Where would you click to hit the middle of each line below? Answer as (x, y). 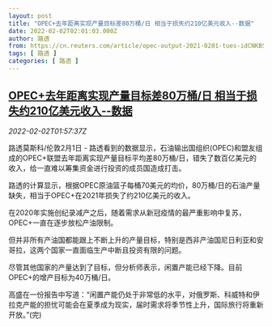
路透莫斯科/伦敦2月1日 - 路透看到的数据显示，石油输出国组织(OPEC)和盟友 (132, 147)
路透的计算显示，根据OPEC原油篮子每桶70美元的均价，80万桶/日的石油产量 (134, 185)
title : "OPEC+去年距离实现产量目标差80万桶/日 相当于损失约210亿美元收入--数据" (132, 23)
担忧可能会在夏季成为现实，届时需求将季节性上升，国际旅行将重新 (153, 304)
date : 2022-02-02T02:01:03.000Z (63, 31)
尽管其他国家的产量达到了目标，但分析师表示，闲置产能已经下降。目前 (125, 267)
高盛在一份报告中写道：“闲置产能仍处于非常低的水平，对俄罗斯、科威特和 (131, 294)
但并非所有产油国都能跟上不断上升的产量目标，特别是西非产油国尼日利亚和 (132, 240)
